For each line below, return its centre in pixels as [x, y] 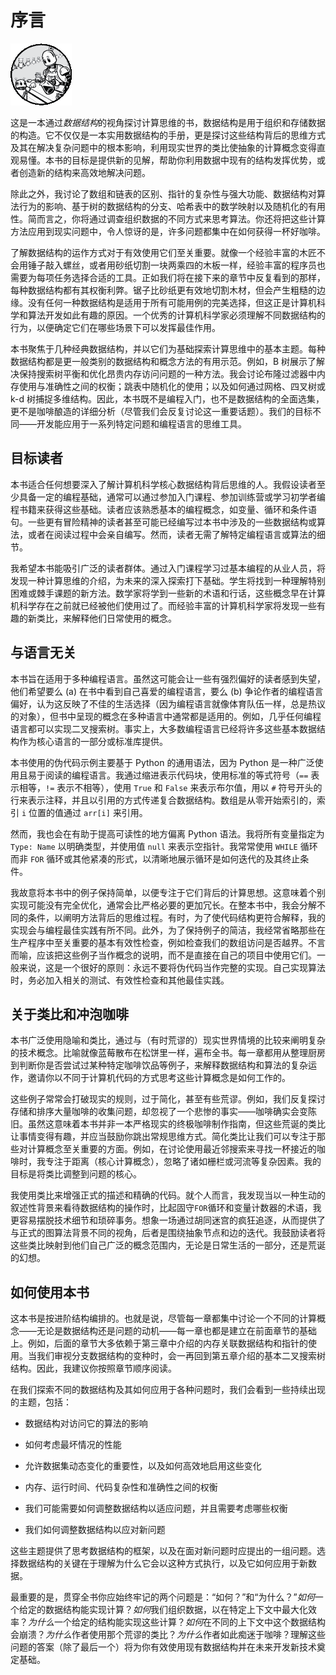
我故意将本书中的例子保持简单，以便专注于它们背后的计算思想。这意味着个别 [168, 892]
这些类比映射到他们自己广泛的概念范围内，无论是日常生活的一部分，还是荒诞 [168, 1245]
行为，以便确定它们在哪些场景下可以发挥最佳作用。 [115, 327]
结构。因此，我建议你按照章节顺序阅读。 [93, 1368]
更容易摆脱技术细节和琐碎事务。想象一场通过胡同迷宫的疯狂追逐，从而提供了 [168, 1220]
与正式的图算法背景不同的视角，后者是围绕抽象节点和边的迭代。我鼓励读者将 [168, 1233]
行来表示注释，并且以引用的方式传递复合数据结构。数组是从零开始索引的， [163, 800]
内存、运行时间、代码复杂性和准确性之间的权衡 [121, 1487]
